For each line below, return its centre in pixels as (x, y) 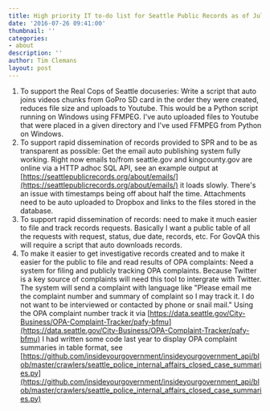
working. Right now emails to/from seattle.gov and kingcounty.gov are (136, 159)
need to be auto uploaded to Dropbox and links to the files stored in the (138, 202)
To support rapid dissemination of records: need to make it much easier (138, 219)
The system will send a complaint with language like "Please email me (135, 287)
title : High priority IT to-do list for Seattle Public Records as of (129, 16)
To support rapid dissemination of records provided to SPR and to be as (139, 142)
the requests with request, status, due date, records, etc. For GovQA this (140, 236)
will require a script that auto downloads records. (101, 245)
